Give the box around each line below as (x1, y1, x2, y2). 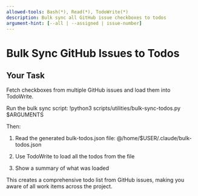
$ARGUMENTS (6, 111, 44, 118)
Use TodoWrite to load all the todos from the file (15, 153, 135, 160)
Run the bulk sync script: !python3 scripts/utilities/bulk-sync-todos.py (6, 104, 180, 112)
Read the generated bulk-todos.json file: (15, 135, 116, 142)
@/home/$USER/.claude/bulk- (117, 135, 192, 142)
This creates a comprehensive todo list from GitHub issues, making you (6, 177, 185, 184)
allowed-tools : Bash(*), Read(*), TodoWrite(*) (6, 8, 129, 15)
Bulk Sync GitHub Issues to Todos (6, 46, 180, 60)
